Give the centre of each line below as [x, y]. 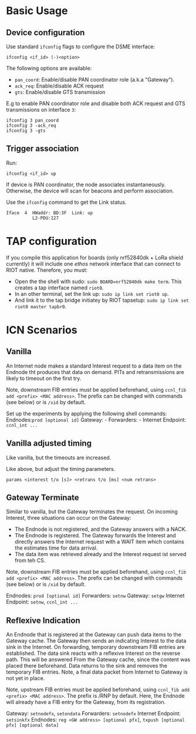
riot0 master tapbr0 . [40, 306]
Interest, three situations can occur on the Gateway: [69, 518]
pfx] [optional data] [33, 725]
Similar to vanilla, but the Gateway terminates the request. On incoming [92, 511]
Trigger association [43, 149]
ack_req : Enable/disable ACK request [59, 86]
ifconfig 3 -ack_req [31, 126]
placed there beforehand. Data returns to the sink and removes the [87, 666]
